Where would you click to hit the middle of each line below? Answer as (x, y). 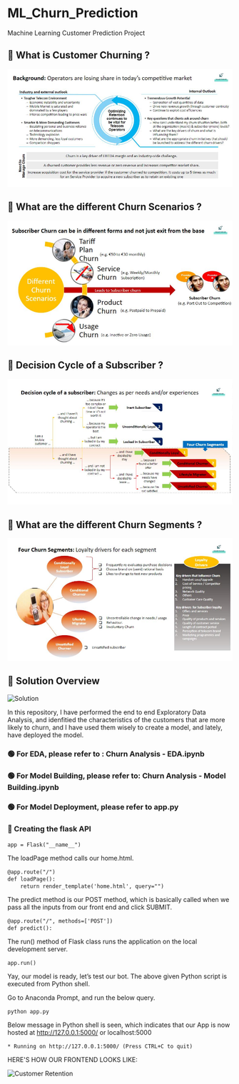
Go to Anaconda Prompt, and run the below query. (81, 998)
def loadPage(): (31, 879)
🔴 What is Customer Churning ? (79, 55)
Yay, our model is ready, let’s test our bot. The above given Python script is (117, 976)
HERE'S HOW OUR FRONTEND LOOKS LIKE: (72, 1059)
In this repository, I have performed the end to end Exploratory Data (107, 712)
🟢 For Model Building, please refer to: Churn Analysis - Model (117, 776)
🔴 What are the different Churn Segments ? (105, 525)
